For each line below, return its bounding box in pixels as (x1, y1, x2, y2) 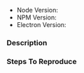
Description (6, 38, 48, 47)
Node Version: (16, 6, 59, 14)
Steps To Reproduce (6, 56, 77, 66)
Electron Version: (16, 21, 66, 29)
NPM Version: (16, 13, 57, 22)
